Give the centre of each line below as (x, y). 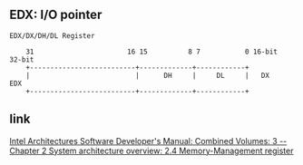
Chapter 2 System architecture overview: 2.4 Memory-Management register (151, 150)
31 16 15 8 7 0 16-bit (152, 52)
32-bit (22, 59)
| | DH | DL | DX (148, 75)
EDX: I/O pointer (56, 15)
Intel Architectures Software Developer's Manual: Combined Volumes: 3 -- (148, 141)
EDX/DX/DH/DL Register (52, 35)
